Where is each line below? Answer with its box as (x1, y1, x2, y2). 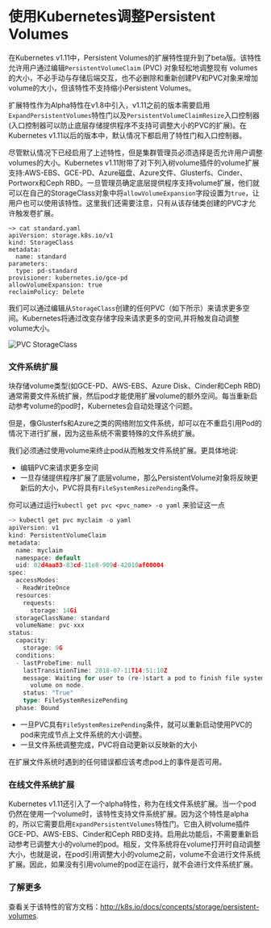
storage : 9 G (23, 644, 63, 653)
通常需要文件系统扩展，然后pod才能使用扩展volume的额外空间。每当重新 (8, 391, 251, 401)
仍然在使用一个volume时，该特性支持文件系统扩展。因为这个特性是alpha (8, 809, 249, 819)
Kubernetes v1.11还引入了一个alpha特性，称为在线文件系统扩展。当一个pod (8, 799, 256, 808)
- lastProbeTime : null (15, 659, 92, 667)
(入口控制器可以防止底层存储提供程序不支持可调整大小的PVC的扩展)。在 (8, 120, 248, 130)
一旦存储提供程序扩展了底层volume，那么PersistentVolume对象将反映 (19, 473, 252, 483)
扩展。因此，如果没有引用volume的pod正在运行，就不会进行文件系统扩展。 (8, 859, 258, 869)
